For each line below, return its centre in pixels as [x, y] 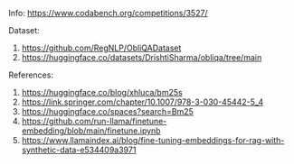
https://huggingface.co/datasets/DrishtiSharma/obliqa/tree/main [142, 57]
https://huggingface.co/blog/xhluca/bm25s [102, 92]
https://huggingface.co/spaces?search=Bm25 [107, 111]
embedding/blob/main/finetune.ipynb [91, 131]
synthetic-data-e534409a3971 [79, 150]
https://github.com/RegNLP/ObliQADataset [101, 48]
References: [31, 75]
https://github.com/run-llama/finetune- [94, 121]
